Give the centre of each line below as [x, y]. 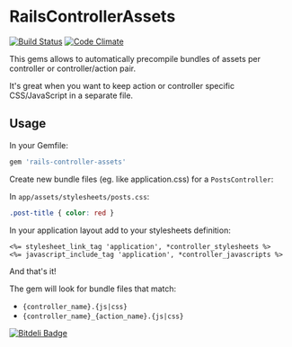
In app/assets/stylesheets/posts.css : [80, 196]
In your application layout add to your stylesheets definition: [120, 230]
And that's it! [33, 271]
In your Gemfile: [39, 145]
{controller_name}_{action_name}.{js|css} [103, 316]
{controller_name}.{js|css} [75, 307]
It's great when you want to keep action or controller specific [122, 85]
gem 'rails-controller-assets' [68, 162]
